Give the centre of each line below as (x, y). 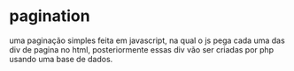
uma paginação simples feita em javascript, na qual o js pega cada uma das (147, 40)
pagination (50, 16)
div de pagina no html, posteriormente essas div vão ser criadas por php (142, 49)
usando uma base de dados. (61, 59)
